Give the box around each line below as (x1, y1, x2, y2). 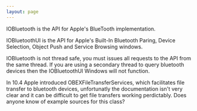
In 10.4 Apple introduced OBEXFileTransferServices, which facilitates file (6, 79, 185, 86)
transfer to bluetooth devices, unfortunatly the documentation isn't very (6, 85, 183, 92)
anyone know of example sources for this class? (6, 98, 125, 105)
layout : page (6, 8, 39, 15)
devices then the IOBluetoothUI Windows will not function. (6, 67, 150, 75)
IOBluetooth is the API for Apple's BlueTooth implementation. (6, 25, 156, 32)
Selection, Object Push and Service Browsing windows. (6, 43, 143, 50)
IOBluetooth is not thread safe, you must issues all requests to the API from (6, 54, 192, 61)
